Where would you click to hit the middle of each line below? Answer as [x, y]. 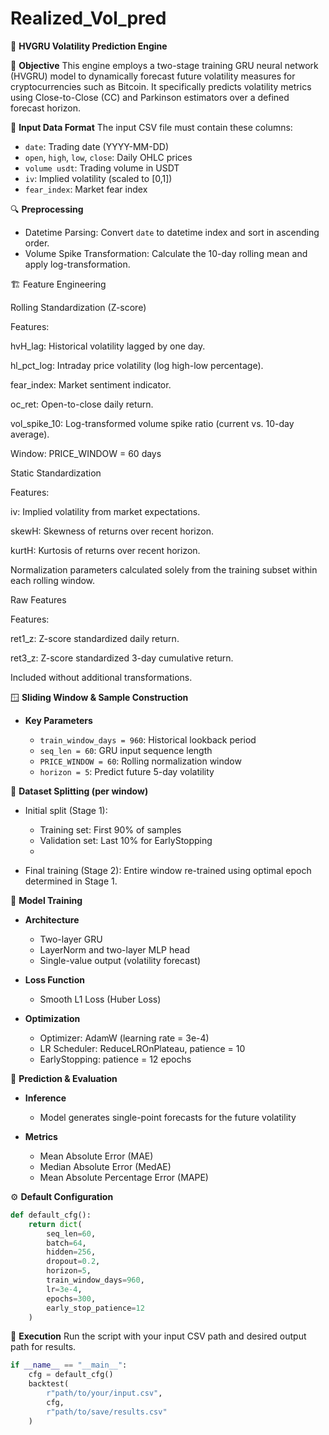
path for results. [43, 1347]
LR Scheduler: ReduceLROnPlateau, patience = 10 [142, 1048]
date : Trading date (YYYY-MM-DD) [97, 146]
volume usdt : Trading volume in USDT [102, 168]
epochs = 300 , [71, 1298]
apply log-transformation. [77, 264]
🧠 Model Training [46, 900]
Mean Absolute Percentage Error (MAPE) [124, 1177]
